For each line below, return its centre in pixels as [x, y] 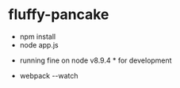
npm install [38, 36]
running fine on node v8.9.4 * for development [96, 60]
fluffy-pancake [59, 15]
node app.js [39, 44]
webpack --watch [49, 75]
